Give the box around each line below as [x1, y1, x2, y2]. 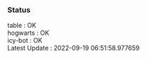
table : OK [7, 21, 37, 30]
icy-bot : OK [7, 36, 43, 45]
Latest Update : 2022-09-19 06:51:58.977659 [7, 44, 140, 53]
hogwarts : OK [7, 28, 50, 37]
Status [7, 5, 31, 15]
